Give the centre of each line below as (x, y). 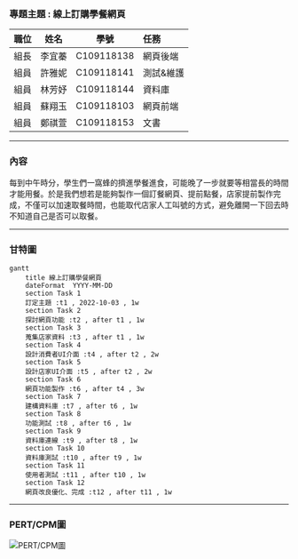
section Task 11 (55, 465)
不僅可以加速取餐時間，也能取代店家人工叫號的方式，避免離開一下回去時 (157, 204)
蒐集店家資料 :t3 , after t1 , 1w (85, 337)
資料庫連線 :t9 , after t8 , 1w (82, 440)
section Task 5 (53, 362)
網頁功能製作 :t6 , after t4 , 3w (85, 388)
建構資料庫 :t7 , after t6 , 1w (82, 406)
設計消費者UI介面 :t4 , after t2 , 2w (92, 354)
